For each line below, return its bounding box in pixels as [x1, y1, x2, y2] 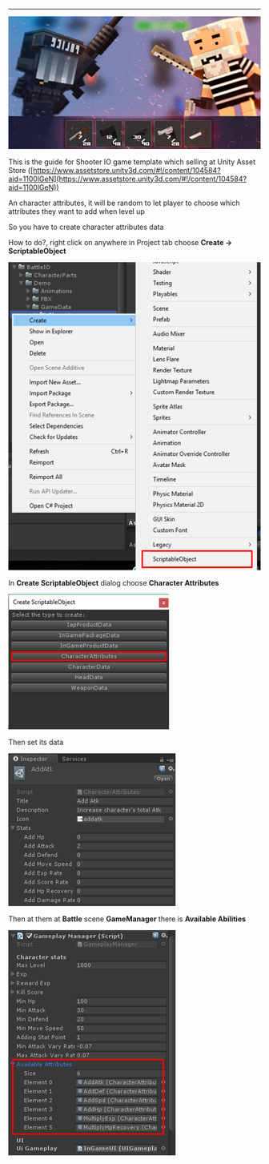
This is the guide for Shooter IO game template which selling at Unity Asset [8, 157, 256, 167]
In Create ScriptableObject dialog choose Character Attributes [8, 578, 219, 588]
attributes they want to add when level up [8, 206, 146, 216]
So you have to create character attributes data [8, 222, 164, 232]
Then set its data [8, 738, 64, 747]
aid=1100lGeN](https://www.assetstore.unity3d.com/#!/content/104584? [8, 174, 247, 183]
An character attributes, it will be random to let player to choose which [8, 198, 240, 207]
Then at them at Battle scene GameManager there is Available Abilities [8, 914, 247, 924]
